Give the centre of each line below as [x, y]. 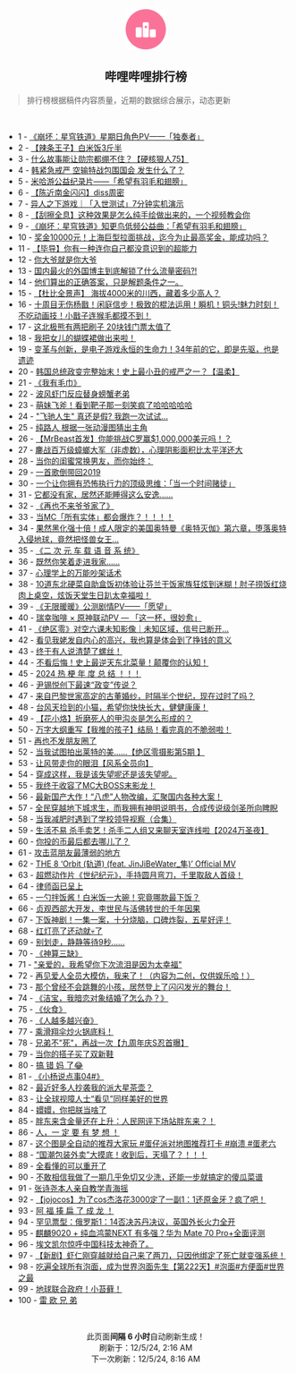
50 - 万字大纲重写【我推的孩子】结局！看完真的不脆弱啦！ [125, 729]
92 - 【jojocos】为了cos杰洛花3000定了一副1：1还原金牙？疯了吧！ [142, 1199]
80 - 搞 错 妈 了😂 [50, 1065]
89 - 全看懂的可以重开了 [62, 1165]
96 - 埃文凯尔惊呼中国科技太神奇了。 [85, 1244]
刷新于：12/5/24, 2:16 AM [146, 1347]
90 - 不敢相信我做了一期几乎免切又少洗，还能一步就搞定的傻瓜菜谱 [140, 1177]
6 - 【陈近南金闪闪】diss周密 [71, 192]
